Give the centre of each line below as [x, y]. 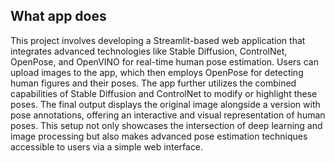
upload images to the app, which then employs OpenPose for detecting [157, 72]
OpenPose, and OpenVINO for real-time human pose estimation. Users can [164, 61]
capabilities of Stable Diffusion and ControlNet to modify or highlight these [164, 93]
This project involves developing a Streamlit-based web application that [158, 40]
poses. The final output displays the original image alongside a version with [165, 104]
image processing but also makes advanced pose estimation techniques [159, 136]
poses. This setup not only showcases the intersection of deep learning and [166, 125]
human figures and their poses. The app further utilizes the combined [153, 83]
